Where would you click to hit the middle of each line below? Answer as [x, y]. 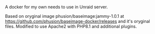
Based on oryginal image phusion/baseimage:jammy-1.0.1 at [65, 16]
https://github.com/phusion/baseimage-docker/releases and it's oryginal [77, 21]
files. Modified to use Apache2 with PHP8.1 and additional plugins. [71, 26]
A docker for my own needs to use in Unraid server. [56, 7]
